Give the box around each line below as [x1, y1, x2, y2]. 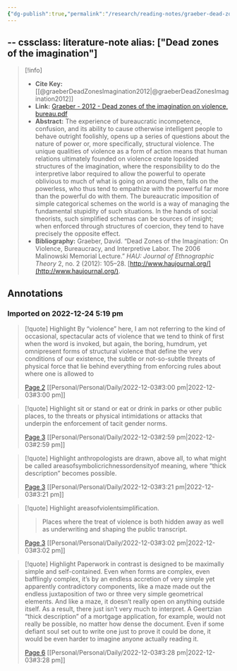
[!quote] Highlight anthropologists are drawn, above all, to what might [24, 454, 227, 462]
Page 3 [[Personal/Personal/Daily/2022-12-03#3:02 [24, 538, 176, 547]
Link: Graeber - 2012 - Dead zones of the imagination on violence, [35, 102, 229, 111]
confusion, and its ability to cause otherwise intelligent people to [35, 125, 223, 133]
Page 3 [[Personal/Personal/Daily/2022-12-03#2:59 [24, 433, 175, 441]
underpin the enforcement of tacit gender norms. [24, 419, 168, 428]
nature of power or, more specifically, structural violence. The [35, 140, 215, 148]
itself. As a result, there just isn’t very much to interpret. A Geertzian [24, 605, 222, 613]
